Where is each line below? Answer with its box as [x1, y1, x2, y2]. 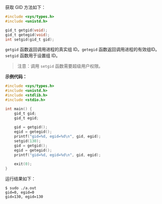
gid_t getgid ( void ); [5, 28, 48, 33]
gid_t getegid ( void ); [5, 32, 50, 37]
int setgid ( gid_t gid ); [5, 37, 55, 42]
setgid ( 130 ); [14, 139, 41, 144]
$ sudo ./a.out [5, 186, 37, 191]
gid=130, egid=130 [5, 195, 43, 200]
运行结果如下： [5, 176, 36, 182]
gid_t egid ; [14, 115, 39, 120]
